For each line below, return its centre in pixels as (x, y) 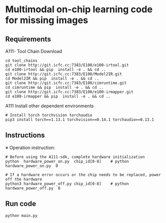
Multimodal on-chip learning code (79, 9)
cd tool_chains (21, 61)
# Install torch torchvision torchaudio (49, 115)
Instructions (25, 135)
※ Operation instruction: (30, 147)
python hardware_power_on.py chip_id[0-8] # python (67, 161)
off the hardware (24, 179)
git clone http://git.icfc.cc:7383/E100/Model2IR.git (64, 74)
